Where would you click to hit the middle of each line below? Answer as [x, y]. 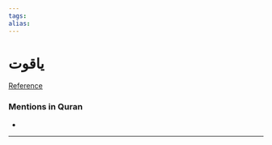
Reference [25, 86]
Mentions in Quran [46, 107]
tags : [17, 16]
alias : [19, 23]
